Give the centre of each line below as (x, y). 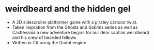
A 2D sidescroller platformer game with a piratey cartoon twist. (75, 22)
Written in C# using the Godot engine (49, 42)
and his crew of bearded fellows (44, 37)
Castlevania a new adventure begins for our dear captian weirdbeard (80, 32)
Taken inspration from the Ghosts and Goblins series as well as (75, 27)
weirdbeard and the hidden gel (68, 9)
